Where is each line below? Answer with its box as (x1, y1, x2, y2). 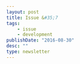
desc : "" (6, 43, 28, 49)
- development (17, 32, 53, 38)
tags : (6, 20, 20, 26)
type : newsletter (6, 49, 50, 55)
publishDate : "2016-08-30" (6, 37, 75, 43)
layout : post (6, 9, 39, 15)
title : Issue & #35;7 (6, 15, 59, 21)
